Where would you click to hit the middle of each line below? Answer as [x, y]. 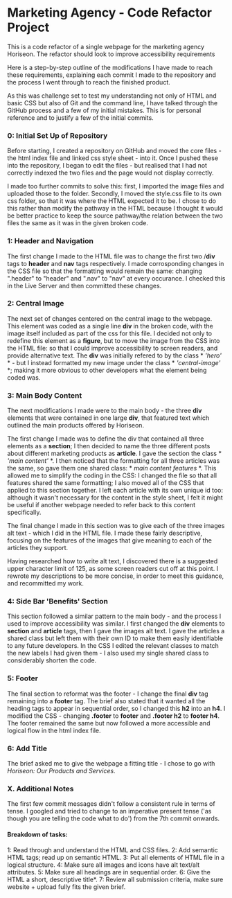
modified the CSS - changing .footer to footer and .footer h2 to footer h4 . [114, 716]
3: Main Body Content [45, 395]
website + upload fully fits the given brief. [66, 887]
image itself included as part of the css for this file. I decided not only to [110, 333]
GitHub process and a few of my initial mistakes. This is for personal [104, 110]
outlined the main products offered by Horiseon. [75, 425]
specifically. [24, 512]
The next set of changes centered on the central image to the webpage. [110, 318]
